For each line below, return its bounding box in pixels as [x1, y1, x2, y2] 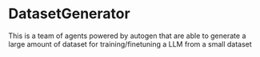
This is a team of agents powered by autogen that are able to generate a [8, 31, 246, 40]
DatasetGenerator [8, 5, 130, 23]
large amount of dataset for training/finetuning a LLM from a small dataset [8, 39, 252, 48]
